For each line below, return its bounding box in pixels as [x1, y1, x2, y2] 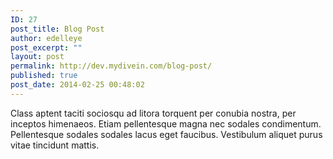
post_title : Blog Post [10, 24, 105, 34]
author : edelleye [10, 33, 83, 43]
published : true [10, 71, 78, 81]
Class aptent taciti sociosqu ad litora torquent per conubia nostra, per [10, 107, 297, 119]
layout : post [10, 52, 65, 62]
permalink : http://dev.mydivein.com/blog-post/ [10, 61, 213, 71]
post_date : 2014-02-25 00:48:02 [10, 80, 145, 90]
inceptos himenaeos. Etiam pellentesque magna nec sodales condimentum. [10, 117, 322, 130]
